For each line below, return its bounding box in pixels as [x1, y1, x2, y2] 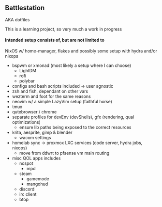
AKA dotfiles [5, 16, 30, 22]
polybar [19, 78, 35, 84]
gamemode [26, 176, 49, 182]
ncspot [19, 160, 33, 166]
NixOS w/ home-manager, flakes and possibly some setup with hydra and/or [5, 48, 157, 54]
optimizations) [12, 119, 41, 125]
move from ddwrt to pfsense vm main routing [19, 150, 110, 156]
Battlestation [5, 4, 45, 12]
